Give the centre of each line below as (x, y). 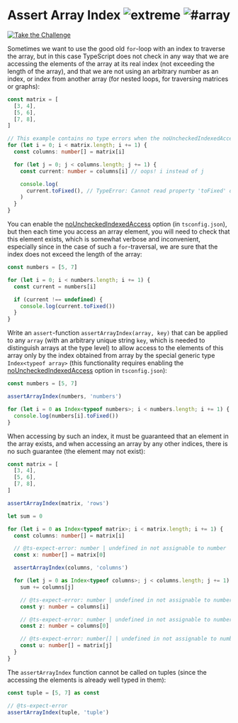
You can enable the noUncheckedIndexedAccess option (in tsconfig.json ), (117, 224)
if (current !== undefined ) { (58, 299)
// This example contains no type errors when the (84, 138)
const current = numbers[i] (55, 287)
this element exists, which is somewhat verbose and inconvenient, (104, 239)
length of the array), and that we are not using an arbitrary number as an (113, 71)
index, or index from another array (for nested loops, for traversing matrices (118, 79)
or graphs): (24, 86)
